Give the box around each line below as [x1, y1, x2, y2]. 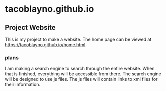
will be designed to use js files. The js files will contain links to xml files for [5, 76, 158, 82]
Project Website [5, 23, 56, 32]
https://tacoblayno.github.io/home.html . [5, 42, 87, 48]
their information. [5, 81, 41, 88]
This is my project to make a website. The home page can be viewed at [5, 36, 152, 42]
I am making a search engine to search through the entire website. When [5, 66, 155, 72]
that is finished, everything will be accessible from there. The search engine [5, 71, 161, 77]
